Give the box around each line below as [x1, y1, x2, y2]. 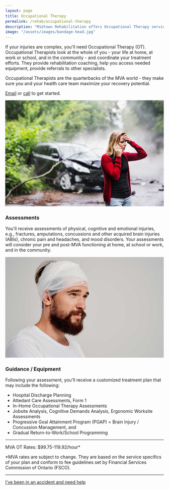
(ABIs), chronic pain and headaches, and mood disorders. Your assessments [5, 236, 164, 242]
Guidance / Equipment [5, 365, 61, 372]
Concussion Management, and [12, 424, 76, 430]
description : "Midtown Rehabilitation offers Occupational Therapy [5, 24, 150, 29]
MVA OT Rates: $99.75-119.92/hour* [5, 444, 80, 450]
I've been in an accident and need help [5, 479, 86, 485]
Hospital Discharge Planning [12, 392, 71, 398]
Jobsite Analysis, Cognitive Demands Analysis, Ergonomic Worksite [12, 408, 153, 414]
